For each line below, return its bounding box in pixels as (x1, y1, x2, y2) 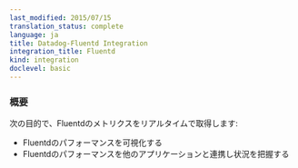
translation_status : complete (9, 22, 124, 31)
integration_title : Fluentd (9, 47, 116, 56)
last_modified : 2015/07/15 (9, 13, 112, 23)
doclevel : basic (9, 64, 71, 74)
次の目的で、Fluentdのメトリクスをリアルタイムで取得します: (9, 118, 239, 129)
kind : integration (9, 55, 79, 64)
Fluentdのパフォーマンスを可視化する (22, 137, 163, 148)
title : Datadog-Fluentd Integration (9, 38, 148, 48)
